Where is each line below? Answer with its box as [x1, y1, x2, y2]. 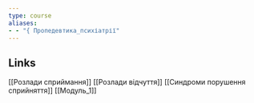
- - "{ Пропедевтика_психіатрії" [8, 26, 120, 34]
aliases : [8, 19, 38, 27]
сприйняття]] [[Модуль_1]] [8, 85, 97, 96]
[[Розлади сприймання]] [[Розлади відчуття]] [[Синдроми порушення [8, 77, 246, 87]
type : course [8, 11, 52, 20]
